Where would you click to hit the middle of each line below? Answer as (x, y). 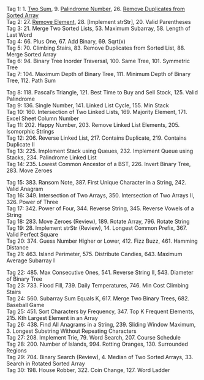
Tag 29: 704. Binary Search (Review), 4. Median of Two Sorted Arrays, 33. (100, 357)
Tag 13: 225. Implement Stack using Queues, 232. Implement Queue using (100, 151)
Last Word (19, 35)
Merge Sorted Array (32, 54)
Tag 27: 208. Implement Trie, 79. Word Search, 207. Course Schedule (93, 337)
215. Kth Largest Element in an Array (52, 318)
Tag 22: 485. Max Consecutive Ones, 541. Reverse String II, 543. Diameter (100, 272)
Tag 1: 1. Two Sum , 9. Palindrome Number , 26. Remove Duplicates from (96, 9)
